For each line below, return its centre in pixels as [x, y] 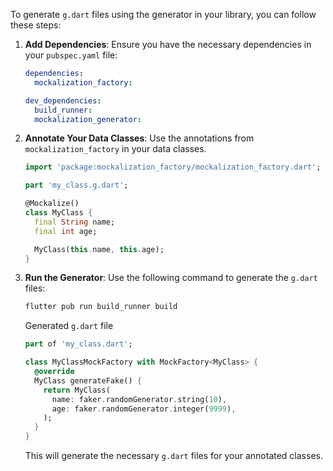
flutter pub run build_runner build [101, 307]
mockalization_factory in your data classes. [115, 149]
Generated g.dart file [69, 326]
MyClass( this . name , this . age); [99, 249]
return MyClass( [77, 390]
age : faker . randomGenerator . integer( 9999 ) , [144, 409]
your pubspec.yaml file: [71, 55]
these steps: [36, 25]
